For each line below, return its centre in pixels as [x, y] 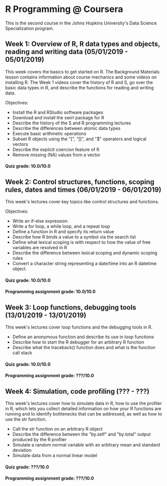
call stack [22, 353]
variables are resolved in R [40, 248]
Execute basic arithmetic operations [49, 133]
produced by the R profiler [39, 440]
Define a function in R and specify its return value [63, 232]
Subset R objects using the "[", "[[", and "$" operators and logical [79, 139]
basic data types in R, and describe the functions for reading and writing [80, 87]
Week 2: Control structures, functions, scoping [80, 182]
